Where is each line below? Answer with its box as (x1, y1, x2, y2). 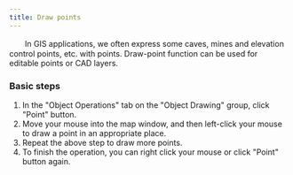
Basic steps (9, 80, 60, 92)
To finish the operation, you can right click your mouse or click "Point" (21, 147, 280, 157)
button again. (21, 156, 71, 166)
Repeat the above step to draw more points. (21, 137, 183, 148)
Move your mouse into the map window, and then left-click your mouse (21, 118, 282, 129)
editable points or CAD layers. (9, 57, 118, 68)
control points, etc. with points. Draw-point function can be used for (9, 48, 258, 58)
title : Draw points (9, 12, 82, 22)
